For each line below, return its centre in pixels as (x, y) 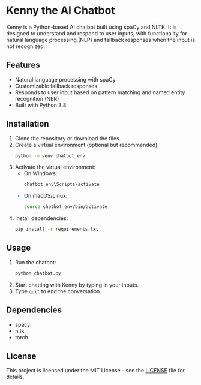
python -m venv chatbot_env (50, 156)
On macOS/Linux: (46, 196)
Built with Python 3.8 (40, 105)
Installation (28, 124)
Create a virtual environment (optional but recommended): (87, 145)
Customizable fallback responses (56, 86)
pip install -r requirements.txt (57, 229)
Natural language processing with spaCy (65, 79)
